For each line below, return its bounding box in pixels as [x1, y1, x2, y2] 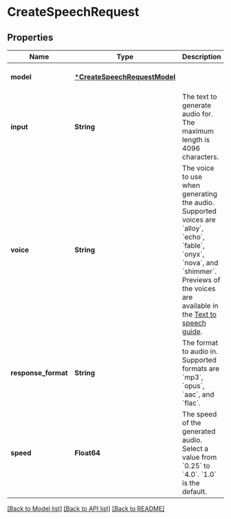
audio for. [181, 109, 213, 118]
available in [181, 301, 219, 310]
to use [181, 172, 203, 181]
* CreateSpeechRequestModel [74, 72, 176, 81]
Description [181, 52, 221, 61]
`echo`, [181, 232, 205, 242]
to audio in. [181, 347, 218, 356]
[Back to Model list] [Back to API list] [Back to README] [7, 505, 165, 513]
